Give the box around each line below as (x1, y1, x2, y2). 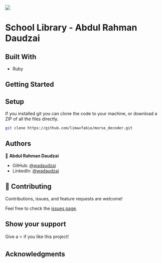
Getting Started (5, 80, 54, 89)
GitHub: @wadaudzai (12, 162, 56, 168)
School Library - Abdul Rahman (5, 22, 138, 34)
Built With (5, 53, 36, 61)
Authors (5, 139, 31, 148)
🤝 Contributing (5, 182, 52, 191)
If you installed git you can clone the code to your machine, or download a (5, 111, 158, 117)
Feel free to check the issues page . (5, 205, 77, 211)
